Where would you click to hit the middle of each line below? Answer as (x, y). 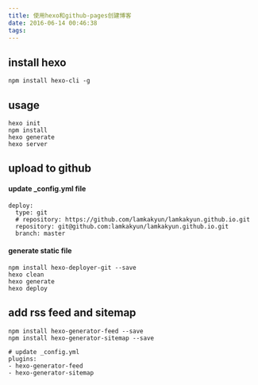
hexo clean (26, 275)
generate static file (40, 251)
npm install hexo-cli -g (49, 81)
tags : (17, 30)
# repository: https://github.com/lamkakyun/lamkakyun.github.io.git (133, 219)
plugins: (23, 359)
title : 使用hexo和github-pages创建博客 (70, 15)
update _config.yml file (47, 188)
